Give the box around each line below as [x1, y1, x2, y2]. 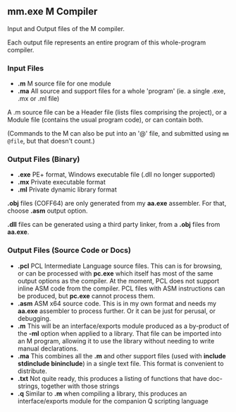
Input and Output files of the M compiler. [7, 24, 125, 33]
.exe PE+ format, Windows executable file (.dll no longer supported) [17, 170, 216, 179]
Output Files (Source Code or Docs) [7, 245, 132, 255]
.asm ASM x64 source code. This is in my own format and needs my [17, 299, 217, 307]
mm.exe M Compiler [7, 6, 98, 18]
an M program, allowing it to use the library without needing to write [17, 336, 215, 345]
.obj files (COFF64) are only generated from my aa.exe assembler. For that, [7, 199, 227, 208]
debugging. [17, 314, 51, 322]
